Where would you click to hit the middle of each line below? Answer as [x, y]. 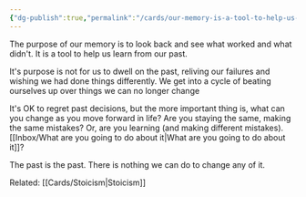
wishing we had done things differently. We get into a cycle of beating [140, 81]
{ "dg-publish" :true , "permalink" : [73, 18]
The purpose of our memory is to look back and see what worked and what [151, 44]
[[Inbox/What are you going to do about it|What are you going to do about [148, 137]
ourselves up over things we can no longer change [105, 90]
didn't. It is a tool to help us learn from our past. [99, 53]
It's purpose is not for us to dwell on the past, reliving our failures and [140, 71]
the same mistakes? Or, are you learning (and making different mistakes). [147, 128]
